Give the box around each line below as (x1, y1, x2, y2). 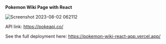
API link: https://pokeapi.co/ (5, 23, 63, 29)
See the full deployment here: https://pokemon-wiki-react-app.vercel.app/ (5, 33, 161, 39)
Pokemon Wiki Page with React (5, 4, 73, 10)
